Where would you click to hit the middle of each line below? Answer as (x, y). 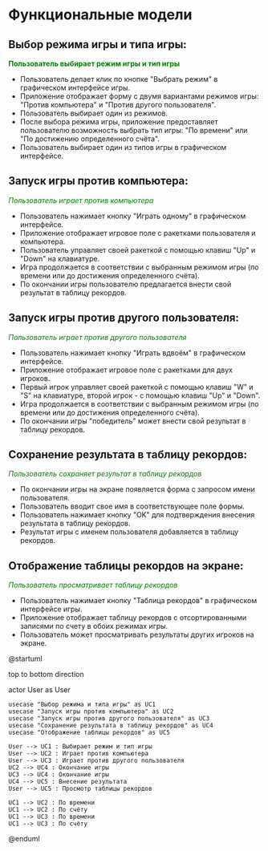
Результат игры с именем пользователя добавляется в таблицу (129, 532)
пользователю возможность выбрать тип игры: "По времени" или (134, 130)
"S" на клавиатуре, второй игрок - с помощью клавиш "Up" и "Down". (140, 395)
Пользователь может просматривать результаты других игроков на (137, 634)
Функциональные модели (100, 15)
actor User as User (39, 690)
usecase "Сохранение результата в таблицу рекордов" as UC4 (111, 726)
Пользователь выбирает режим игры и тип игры (94, 63)
